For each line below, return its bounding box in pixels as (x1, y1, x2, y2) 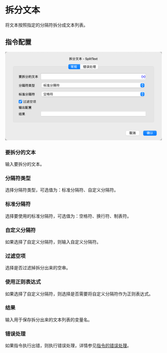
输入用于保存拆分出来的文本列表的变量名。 (5, 317, 92, 323)
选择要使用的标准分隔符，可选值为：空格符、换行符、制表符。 (5, 213, 132, 219)
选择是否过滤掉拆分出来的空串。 (5, 265, 71, 271)
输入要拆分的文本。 (5, 161, 45, 167)
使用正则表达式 (5, 278, 41, 285)
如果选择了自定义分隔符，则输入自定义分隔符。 (5, 238, 101, 244)
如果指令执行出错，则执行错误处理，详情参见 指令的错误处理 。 (5, 343, 132, 349)
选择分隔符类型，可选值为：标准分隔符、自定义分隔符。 (5, 187, 118, 193)
